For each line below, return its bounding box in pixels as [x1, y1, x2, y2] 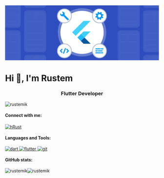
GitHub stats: [5, 157, 33, 163]
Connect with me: [5, 113, 42, 119]
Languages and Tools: [5, 135, 51, 141]
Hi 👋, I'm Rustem [5, 73, 73, 84]
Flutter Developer [61, 90, 103, 97]
